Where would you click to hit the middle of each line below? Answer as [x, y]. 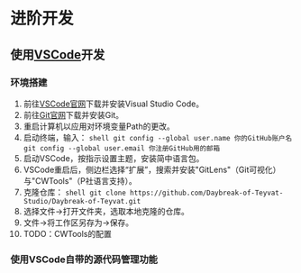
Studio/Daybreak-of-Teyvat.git [82, 201]
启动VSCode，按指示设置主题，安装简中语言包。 [114, 158]
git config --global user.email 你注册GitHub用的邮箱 [121, 148]
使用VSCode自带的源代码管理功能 [84, 259]
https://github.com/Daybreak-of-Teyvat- [207, 193]
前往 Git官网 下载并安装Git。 [73, 114]
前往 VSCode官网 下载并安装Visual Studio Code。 [114, 104]
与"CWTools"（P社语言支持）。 [80, 180]
